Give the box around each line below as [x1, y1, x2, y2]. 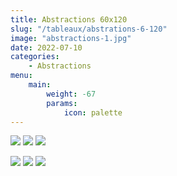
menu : [10, 71, 33, 81]
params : [46, 98, 78, 108]
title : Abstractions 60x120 [10, 14, 128, 25]
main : [28, 80, 52, 90]
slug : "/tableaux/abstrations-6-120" [10, 24, 168, 34]
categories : [10, 52, 60, 62]
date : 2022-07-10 [10, 42, 83, 53]
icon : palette [63, 107, 123, 118]
